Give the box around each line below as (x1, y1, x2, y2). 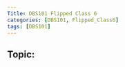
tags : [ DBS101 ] (7, 23, 51, 30)
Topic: (7, 48, 35, 60)
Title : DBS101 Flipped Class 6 (7, 10, 97, 17)
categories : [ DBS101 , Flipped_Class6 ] (7, 17, 119, 23)
